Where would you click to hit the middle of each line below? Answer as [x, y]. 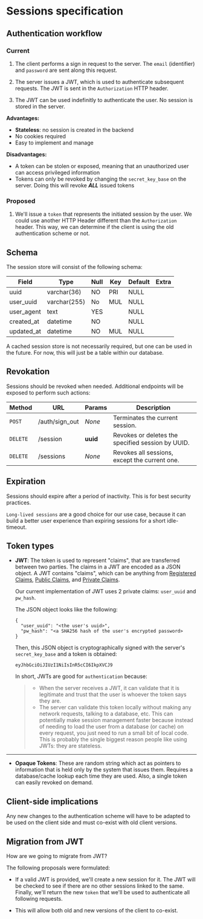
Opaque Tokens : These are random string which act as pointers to [98, 763]
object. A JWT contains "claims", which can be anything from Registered [105, 573]
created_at [24, 321]
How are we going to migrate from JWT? [57, 856]
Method [21, 407]
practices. [19, 502]
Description [153, 407]
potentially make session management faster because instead [116, 720]
